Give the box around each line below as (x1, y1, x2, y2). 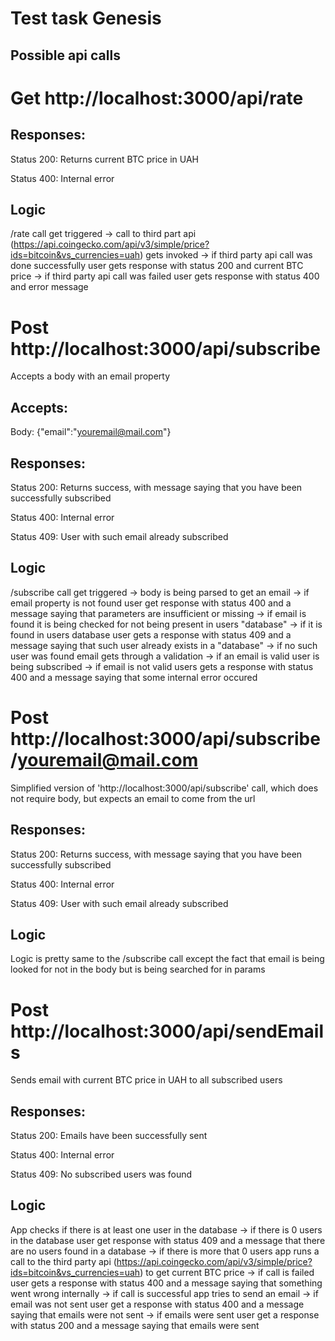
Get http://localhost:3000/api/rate (10, 87, 304, 109)
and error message (10, 281, 89, 293)
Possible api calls (10, 47, 121, 64)
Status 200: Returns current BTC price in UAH (10, 153, 199, 165)
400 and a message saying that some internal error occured (10, 671, 258, 683)
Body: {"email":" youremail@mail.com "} (10, 426, 172, 438)
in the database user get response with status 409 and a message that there (10, 1234, 326, 1246)
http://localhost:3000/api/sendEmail (10, 1020, 325, 1042)
